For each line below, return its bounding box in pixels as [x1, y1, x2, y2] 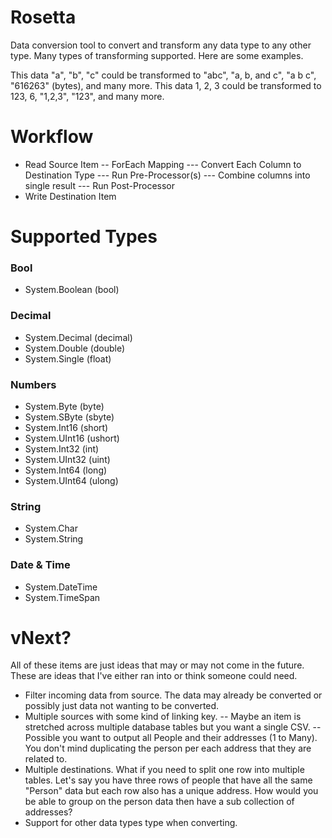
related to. [24, 753, 68, 765]
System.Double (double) [24, 342, 126, 354]
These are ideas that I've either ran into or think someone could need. [10, 670, 298, 682]
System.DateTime [24, 581, 98, 593]
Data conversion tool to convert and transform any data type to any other [10, 39, 312, 51]
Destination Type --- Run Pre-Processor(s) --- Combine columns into [24, 169, 311, 181]
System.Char [24, 522, 78, 535]
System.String [24, 533, 84, 545]
